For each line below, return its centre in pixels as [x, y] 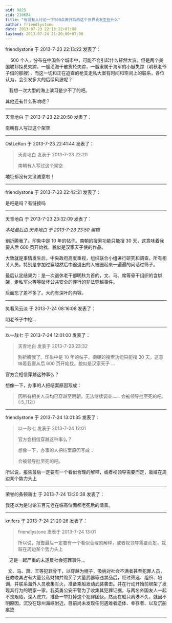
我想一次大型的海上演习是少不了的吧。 [49, 90]
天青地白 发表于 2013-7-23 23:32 [53, 346]
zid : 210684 [18, 15]
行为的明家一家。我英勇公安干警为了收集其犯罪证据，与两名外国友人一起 [90, 590]
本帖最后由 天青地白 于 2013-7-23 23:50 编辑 [52, 230]
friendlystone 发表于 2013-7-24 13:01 [57, 532]
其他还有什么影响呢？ [28, 101]
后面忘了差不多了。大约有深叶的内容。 [46, 293]
